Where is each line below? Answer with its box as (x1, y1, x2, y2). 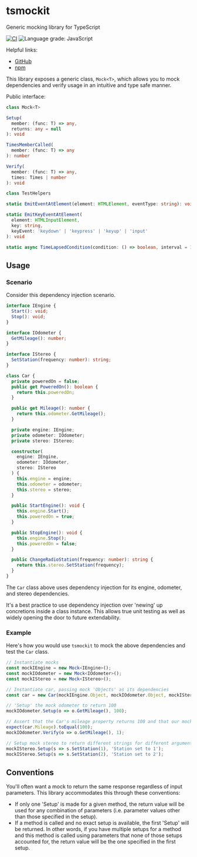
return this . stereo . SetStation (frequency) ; (16, 563, 125, 568)
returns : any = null (11, 126, 62, 132)
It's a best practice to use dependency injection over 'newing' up (6, 601, 163, 608)
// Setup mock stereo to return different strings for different (6, 740, 169, 746)
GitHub (14, 58, 32, 65)
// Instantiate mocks (6, 660, 59, 665)
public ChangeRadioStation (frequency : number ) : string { (11, 557, 154, 563)
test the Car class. (6, 648, 49, 655)
